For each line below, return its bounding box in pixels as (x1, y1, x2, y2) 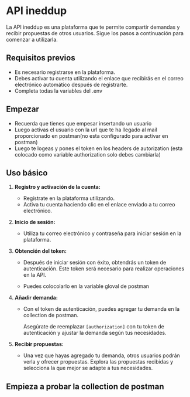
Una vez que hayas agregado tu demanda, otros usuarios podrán (23, 352, 180, 359)
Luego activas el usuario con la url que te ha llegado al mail (14, 126, 158, 133)
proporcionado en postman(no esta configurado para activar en (14, 132, 168, 139)
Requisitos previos (6, 53, 75, 63)
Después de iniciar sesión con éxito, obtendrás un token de (23, 259, 167, 266)
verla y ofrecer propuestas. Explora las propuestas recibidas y (23, 358, 174, 365)
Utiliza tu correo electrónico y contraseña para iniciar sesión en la (23, 230, 182, 237)
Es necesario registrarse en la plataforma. (14, 69, 116, 76)
